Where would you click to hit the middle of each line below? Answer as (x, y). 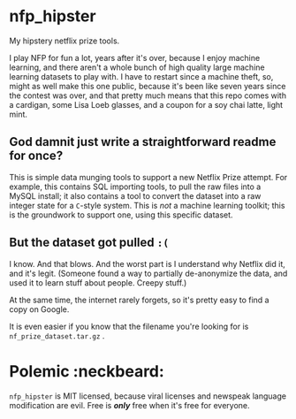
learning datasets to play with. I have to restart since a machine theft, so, (141, 76)
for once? (36, 156)
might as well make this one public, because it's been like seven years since (148, 86)
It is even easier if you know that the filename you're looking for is (129, 326)
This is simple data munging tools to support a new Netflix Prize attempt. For (148, 177)
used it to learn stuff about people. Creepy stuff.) (98, 282)
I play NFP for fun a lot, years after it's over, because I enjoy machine (135, 57)
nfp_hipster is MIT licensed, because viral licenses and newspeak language (148, 396)
